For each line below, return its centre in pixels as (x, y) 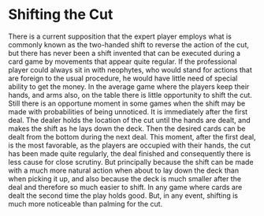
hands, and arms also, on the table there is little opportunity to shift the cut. (130, 95)
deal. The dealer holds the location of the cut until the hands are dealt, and (129, 120)
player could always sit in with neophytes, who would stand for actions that (130, 69)
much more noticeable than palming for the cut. (86, 203)
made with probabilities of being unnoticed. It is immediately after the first (128, 111)
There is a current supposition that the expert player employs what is (120, 36)
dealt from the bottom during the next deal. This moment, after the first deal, (132, 136)
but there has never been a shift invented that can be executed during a (125, 53)
